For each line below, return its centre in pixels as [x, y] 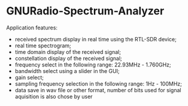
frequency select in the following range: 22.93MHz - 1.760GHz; [93, 65]
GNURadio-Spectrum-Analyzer [85, 11]
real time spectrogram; [43, 46]
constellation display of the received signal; [69, 58]
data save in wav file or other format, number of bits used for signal [98, 90]
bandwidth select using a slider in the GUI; [67, 71]
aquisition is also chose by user [54, 96]
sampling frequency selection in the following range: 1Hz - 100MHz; [98, 84]
